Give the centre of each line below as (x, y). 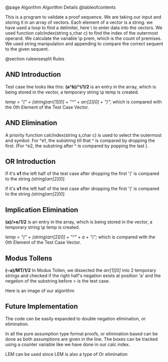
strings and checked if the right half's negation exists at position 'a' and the (83, 276)
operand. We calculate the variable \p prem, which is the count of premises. (83, 38)
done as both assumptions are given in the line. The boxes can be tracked (81, 339)
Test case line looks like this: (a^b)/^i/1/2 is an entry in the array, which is (81, 86)
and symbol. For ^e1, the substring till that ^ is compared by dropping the (80, 140)
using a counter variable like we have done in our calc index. (68, 344)
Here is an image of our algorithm (40, 291)
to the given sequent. (27, 49)
